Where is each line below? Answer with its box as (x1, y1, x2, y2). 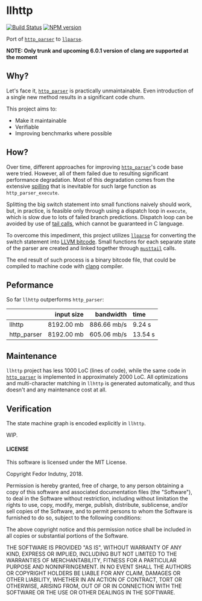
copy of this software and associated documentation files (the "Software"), (6, 489, 193, 496)
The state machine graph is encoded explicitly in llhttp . (6, 420, 146, 426)
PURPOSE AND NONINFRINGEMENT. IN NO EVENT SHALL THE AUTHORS (6, 563, 192, 571)
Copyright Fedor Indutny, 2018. (6, 471, 83, 478)
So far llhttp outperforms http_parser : (6, 296, 104, 303)
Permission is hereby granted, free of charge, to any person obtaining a (6, 482, 184, 489)
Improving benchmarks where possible (14, 129, 112, 137)
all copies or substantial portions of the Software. (6, 532, 128, 539)
